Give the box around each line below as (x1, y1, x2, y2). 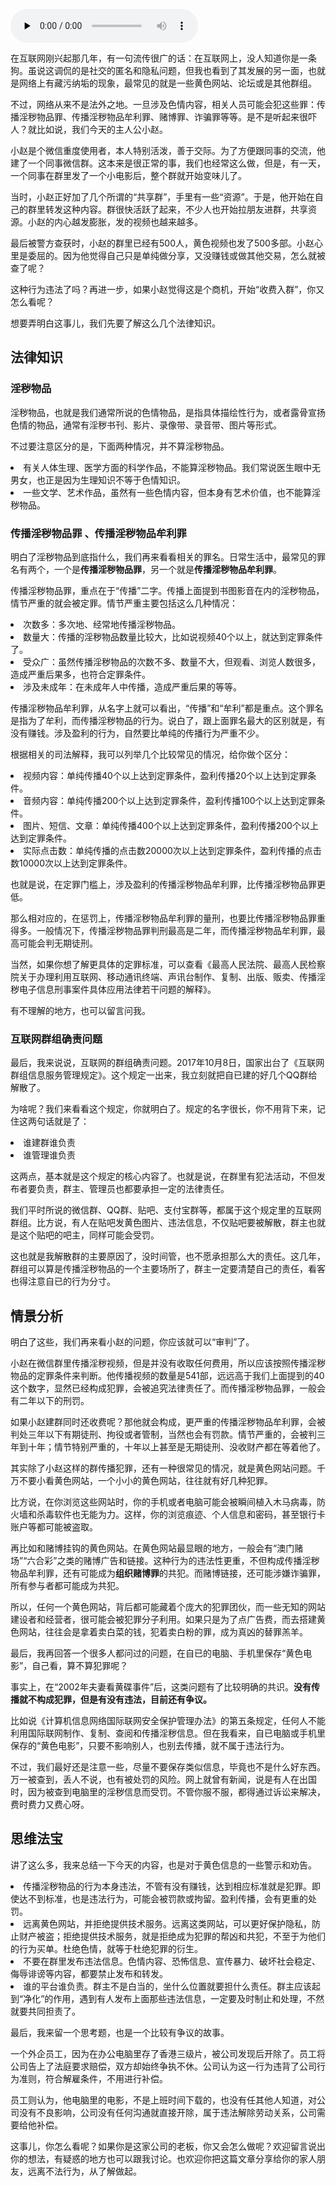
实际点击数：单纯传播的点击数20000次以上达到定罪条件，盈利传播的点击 (23, 844, 322, 856)
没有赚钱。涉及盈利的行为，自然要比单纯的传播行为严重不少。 (10, 727, 265, 739)
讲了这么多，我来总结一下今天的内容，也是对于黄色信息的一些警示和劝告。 (10, 1859, 317, 1871)
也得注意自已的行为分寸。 (10, 1275, 116, 1288)
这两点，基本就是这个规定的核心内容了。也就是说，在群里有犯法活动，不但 (10, 1170, 317, 1183)
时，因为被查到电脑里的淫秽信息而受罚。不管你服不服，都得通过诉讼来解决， (10, 1786, 326, 1798)
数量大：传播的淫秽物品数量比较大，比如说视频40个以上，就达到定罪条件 (23, 630, 323, 643)
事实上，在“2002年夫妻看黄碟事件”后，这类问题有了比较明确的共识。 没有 (10, 1681, 312, 1693)
